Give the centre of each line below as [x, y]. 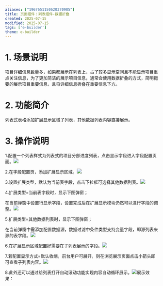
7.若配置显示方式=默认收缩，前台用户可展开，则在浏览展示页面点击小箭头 [78, 256]
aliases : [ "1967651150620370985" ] [40, 9]
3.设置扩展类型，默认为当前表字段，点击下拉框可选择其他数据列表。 [73, 182]
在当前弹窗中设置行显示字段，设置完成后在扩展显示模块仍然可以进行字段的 [79, 203]
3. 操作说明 [27, 141]
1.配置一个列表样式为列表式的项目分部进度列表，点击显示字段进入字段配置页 [81, 155]
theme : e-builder [23, 32]
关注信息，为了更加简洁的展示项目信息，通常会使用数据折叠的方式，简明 [81, 78]
